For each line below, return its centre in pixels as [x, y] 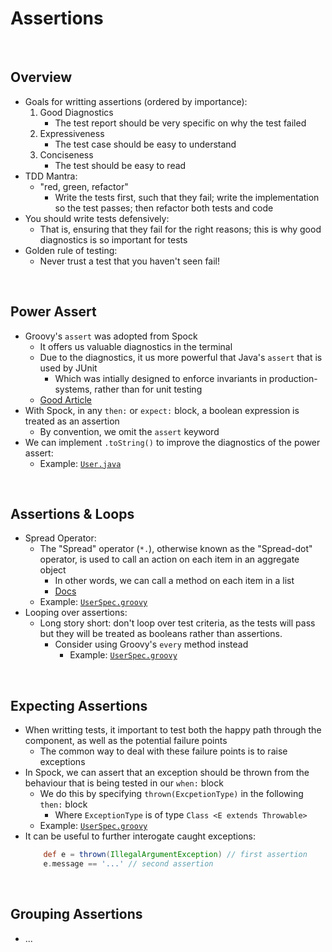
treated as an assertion [72, 421]
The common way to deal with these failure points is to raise [163, 751]
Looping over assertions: [76, 613]
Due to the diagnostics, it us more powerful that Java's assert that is [181, 357]
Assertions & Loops [72, 513]
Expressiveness [72, 133]
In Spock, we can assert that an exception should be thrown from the [167, 773]
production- [293, 378]
